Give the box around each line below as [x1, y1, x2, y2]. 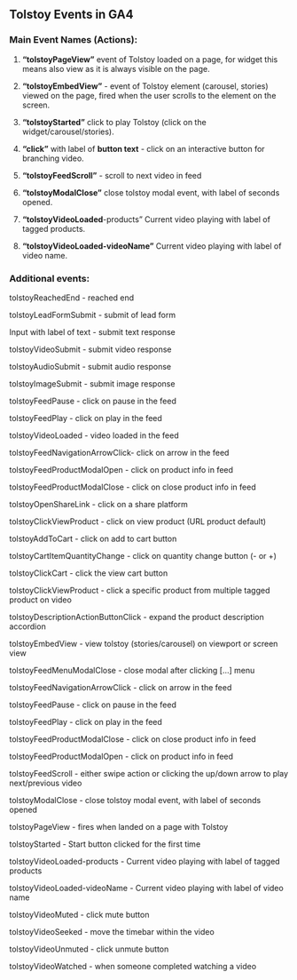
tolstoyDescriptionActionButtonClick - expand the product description [9, 611, 264, 622]
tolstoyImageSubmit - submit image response [9, 378, 176, 389]
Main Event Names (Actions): [9, 34, 138, 46]
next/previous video [9, 777, 82, 788]
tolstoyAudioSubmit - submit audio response [9, 361, 172, 371]
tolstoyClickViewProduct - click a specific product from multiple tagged [9, 585, 270, 595]
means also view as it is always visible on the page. [21, 63, 210, 74]
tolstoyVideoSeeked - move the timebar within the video [9, 926, 215, 936]
